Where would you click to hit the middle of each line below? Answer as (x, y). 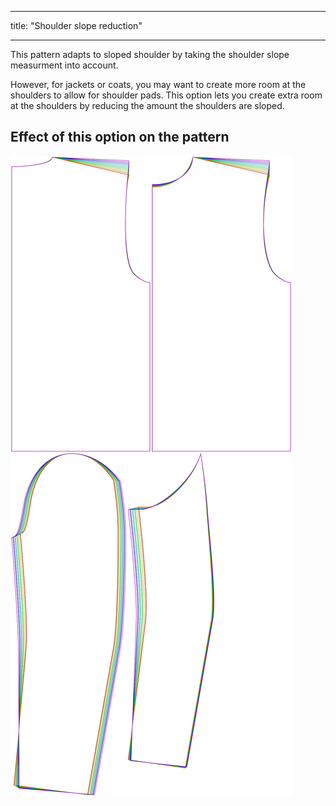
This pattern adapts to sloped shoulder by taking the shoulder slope (150, 54)
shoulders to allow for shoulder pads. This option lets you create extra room (166, 95)
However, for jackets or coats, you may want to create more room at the (158, 84)
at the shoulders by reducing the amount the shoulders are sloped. (147, 105)
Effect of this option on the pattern (120, 137)
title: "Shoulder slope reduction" (76, 25)
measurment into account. (64, 65)
